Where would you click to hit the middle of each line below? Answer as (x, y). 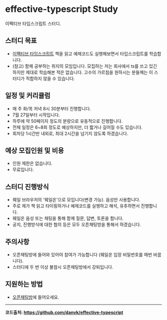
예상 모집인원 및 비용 (35, 150)
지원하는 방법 (24, 284)
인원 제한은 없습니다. (32, 163)
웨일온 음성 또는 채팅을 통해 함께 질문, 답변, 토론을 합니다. (68, 218)
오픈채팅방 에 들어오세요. (36, 297)
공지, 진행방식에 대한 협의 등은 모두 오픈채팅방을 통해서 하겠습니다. (77, 225)
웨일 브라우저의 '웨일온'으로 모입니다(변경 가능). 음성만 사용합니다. (76, 200)
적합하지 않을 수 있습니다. (50, 79)
